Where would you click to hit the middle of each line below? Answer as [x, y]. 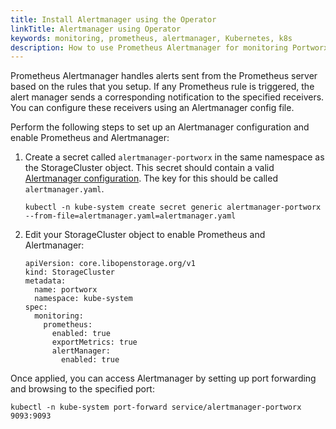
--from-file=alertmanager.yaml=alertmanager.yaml [130, 216]
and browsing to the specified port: [82, 389]
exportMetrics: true [94, 342]
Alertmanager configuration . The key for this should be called [151, 178]
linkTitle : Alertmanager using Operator [96, 29]
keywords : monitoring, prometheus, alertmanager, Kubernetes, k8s [151, 38]
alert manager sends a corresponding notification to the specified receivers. [167, 97]
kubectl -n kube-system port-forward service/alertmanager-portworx [156, 407]
